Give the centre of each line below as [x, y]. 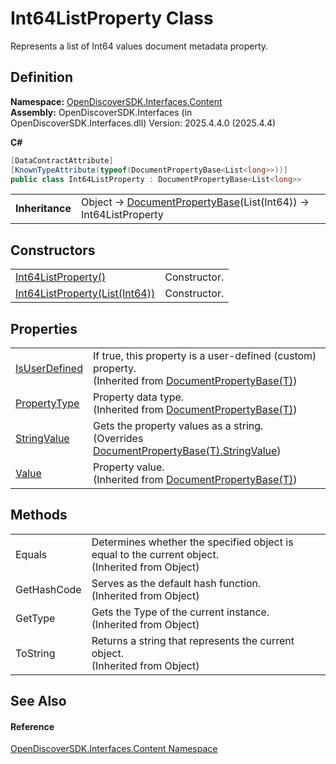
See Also [38, 701]
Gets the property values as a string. [178, 425]
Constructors [53, 250]
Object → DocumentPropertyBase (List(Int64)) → [195, 202]
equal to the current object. [155, 554]
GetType [35, 618]
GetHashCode [48, 589]
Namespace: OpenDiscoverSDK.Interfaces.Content [116, 101]
